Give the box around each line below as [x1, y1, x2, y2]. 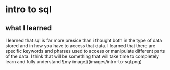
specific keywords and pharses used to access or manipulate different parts [5, 48, 165, 54]
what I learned [5, 24, 52, 32]
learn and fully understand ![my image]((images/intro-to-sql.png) [5, 59, 142, 64]
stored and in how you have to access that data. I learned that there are [5, 43, 156, 49]
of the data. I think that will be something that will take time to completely [5, 53, 159, 59]
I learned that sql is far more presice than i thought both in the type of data [5, 37, 162, 43]
